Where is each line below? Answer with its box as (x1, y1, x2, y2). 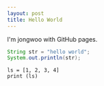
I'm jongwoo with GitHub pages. (7, 35, 98, 43)
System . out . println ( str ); (7, 55, 81, 61)
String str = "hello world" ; (7, 48, 90, 55)
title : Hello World (7, 16, 63, 23)
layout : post (7, 10, 44, 17)
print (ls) (7, 73, 38, 80)
